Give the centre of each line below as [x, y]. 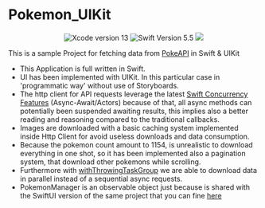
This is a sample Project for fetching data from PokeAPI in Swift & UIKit [124, 53]
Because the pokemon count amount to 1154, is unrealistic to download [136, 144]
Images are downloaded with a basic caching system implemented [129, 128]
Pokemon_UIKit [60, 15]
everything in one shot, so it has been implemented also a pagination [132, 153]
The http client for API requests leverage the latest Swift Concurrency [134, 94]
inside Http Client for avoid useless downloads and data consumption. [134, 136]
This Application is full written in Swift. [82, 69]
